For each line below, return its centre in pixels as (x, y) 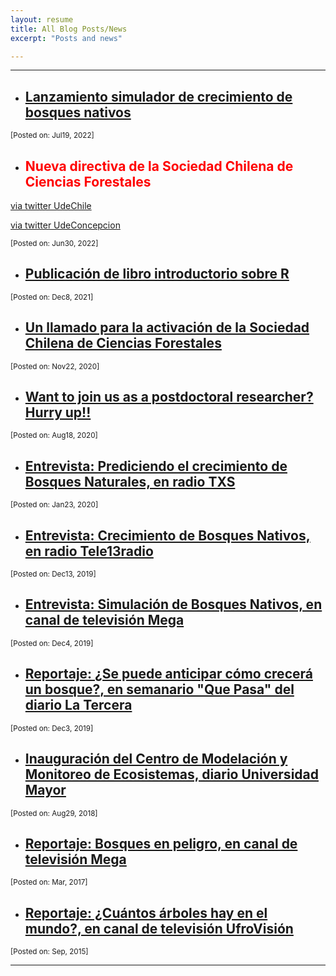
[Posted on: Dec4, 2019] (52, 643)
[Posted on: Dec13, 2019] (53, 574)
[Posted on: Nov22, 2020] (55, 366)
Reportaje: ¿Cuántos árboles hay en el (146, 912)
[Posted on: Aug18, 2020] (54, 436)
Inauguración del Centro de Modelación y (156, 759)
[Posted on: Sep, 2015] (49, 952)
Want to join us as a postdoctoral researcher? (169, 397)
